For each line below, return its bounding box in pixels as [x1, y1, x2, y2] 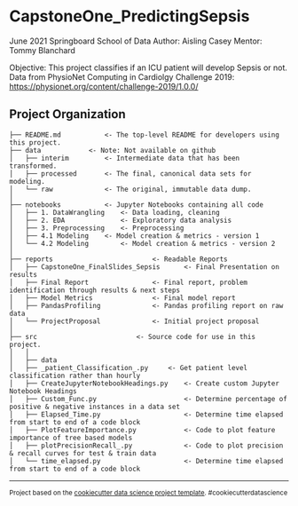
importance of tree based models [9, 433, 133, 442]
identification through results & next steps [9, 286, 180, 295]
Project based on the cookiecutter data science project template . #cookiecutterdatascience [9, 488, 288, 497]
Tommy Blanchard [9, 44, 75, 55]
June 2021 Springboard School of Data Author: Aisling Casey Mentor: [9, 36, 263, 46]
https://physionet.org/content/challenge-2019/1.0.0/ [9, 81, 199, 91]
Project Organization [9, 107, 126, 122]
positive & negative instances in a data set [9, 402, 180, 411]
